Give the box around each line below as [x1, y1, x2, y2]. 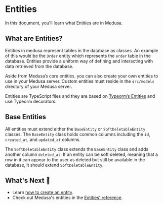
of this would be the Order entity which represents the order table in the [5, 53, 151, 59]
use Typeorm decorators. [5, 98, 57, 104]
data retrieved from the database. [5, 63, 74, 69]
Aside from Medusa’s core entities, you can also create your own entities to [5, 73, 159, 79]
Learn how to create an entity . [12, 190, 74, 196]
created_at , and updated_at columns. [5, 137, 81, 142]
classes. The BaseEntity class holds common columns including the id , [5, 131, 151, 137]
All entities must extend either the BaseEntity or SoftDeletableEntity [5, 126, 146, 132]
